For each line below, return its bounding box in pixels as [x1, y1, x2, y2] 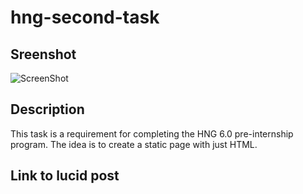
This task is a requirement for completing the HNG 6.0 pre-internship [10, 127, 294, 140]
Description [10, 101, 85, 118]
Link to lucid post [10, 167, 120, 185]
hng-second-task [10, 6, 160, 29]
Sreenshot [10, 46, 77, 63]
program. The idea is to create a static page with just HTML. [10, 138, 258, 150]
